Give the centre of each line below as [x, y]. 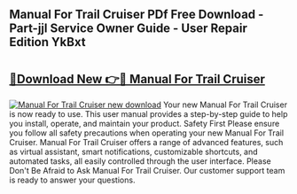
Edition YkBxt [47, 42]
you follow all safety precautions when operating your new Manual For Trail [147, 133]
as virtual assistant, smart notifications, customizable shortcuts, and [134, 151]
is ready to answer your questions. [72, 180]
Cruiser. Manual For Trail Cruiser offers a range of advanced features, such [146, 142]
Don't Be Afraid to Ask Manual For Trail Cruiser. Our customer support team [147, 171]
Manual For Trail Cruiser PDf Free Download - [137, 15]
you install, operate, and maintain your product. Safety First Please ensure [145, 124]
